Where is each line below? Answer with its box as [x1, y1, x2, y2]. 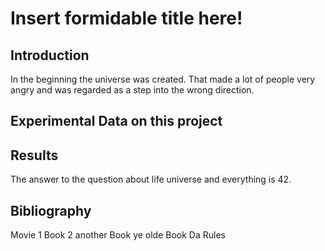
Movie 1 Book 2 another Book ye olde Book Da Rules [10, 229, 226, 241]
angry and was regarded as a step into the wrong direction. [10, 84, 255, 96]
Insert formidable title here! [10, 7, 243, 30]
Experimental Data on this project [10, 113, 223, 130]
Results [10, 147, 59, 164]
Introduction [10, 47, 90, 64]
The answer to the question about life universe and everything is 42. [10, 173, 292, 186]
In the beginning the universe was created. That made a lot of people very [10, 73, 316, 85]
